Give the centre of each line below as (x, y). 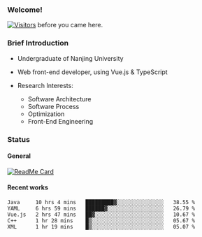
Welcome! (25, 10)
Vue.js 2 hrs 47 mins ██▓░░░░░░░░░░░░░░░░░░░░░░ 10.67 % (101, 215)
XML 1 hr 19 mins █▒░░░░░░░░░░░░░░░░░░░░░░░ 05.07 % (101, 227)
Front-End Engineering (60, 121)
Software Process (53, 106)
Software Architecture (59, 99)
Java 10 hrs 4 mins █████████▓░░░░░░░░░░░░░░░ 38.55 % (101, 202)
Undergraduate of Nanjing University (70, 58)
